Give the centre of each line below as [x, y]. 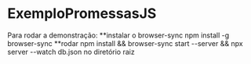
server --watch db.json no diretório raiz [71, 52]
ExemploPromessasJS [82, 14]
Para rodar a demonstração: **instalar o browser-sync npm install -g [118, 35]
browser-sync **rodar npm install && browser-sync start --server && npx [125, 43]
